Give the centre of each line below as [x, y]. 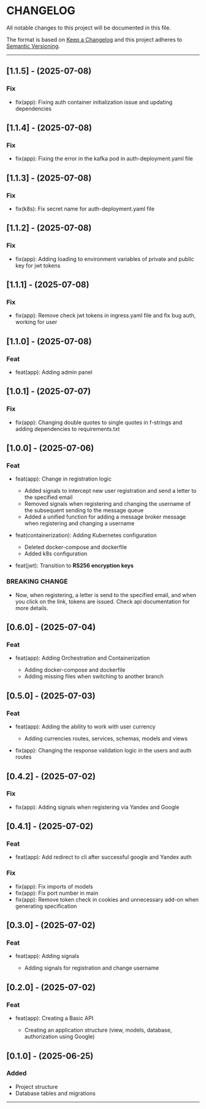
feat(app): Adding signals [47, 956]
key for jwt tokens [38, 265]
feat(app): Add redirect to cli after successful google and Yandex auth [103, 857]
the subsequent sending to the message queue [84, 511]
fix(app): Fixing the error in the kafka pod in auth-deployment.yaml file [104, 159]
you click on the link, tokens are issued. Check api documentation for [102, 601]
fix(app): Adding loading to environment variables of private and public [105, 259]
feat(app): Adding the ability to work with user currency [85, 727]
